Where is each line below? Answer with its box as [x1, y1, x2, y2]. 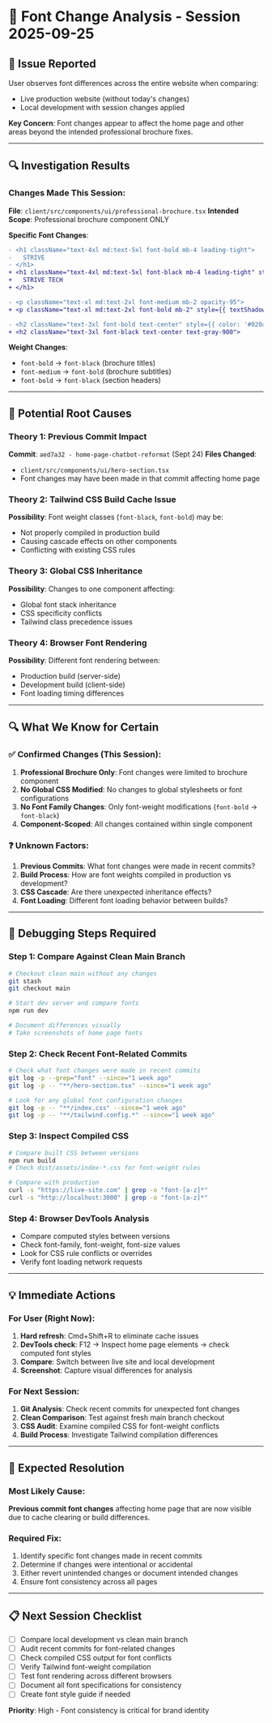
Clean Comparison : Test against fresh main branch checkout [19, 1412, 225, 1422]
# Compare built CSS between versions [8, 1149, 139, 1157]
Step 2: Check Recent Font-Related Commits [8, 1048, 188, 1059]
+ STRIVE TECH [8, 276, 63, 285]
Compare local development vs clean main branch [19, 1634, 189, 1644]
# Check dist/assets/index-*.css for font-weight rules [8, 1164, 201, 1172]
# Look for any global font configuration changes [8, 1096, 183, 1104]
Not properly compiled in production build [19, 528, 160, 538]
